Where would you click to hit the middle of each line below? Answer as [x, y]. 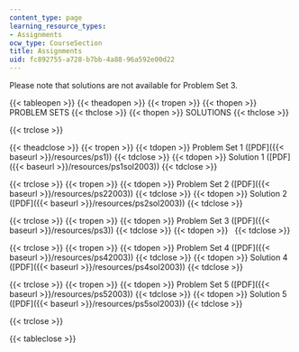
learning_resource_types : [58, 26]
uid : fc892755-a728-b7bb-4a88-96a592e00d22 [92, 60]
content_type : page [46, 18]
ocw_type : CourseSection [56, 43]
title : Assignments [46, 51]
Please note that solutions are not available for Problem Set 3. [124, 85]
